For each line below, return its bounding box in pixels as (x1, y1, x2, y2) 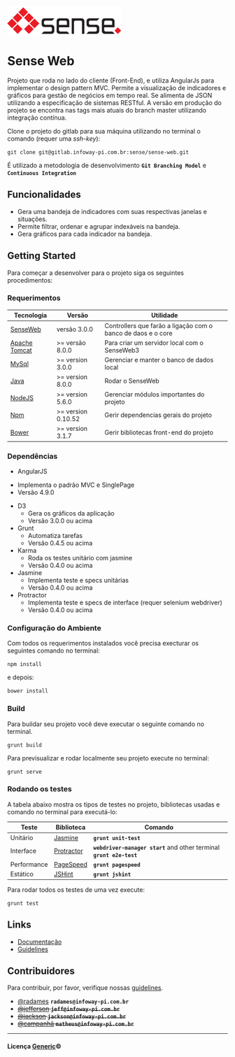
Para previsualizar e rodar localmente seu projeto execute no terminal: (7, 753, 210, 762)
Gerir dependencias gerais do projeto (104, 411, 212, 419)
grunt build (7, 742, 42, 749)
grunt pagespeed (93, 862, 141, 869)
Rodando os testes (7, 784, 72, 794)
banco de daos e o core (104, 329, 173, 337)
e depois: (7, 673, 34, 681)
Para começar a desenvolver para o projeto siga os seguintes (7, 269, 184, 277)
